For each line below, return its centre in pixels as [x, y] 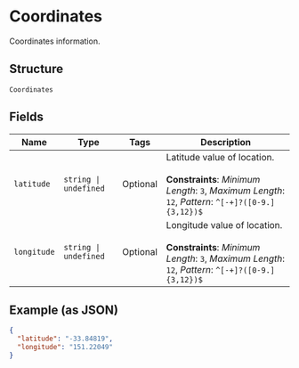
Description [226, 142]
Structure [36, 69]
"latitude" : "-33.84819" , [65, 339]
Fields [27, 117]
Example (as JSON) [64, 310]
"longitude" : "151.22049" [65, 348]
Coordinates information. [55, 41]
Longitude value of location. [224, 225]
